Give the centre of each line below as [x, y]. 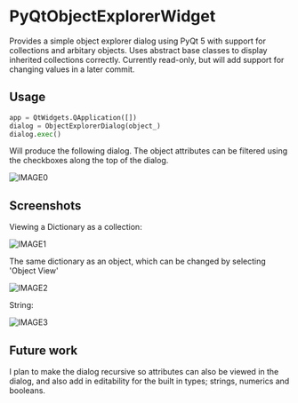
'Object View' [34, 271]
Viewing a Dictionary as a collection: [76, 227]
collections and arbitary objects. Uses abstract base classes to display [138, 50]
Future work [44, 350]
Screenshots [45, 205]
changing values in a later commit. [72, 69]
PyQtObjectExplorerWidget [113, 16]
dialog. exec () [36, 134]
